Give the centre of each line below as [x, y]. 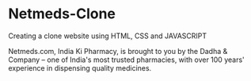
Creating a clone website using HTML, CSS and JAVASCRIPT [108, 36]
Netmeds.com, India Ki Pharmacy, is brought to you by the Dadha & [118, 51]
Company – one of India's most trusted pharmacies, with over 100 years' [126, 60]
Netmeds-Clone [62, 14]
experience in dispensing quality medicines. [80, 67]
